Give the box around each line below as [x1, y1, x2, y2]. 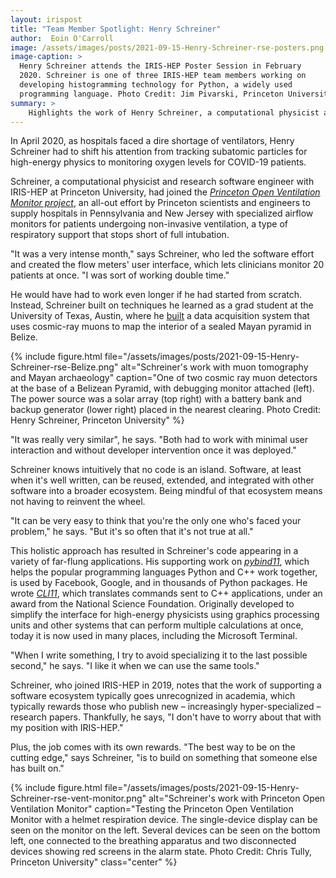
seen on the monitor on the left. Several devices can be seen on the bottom [10, 824, 321, 836]
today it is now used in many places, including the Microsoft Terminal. [10, 630, 298, 642]
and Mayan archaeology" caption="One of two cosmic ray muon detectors [10, 372, 318, 384]
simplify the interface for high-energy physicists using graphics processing [10, 609, 320, 621]
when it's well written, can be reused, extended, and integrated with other [10, 474, 315, 486]
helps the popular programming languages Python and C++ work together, [10, 566, 318, 578]
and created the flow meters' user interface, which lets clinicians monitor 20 [10, 259, 325, 271]
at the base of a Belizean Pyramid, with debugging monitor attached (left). [10, 382, 315, 395]
